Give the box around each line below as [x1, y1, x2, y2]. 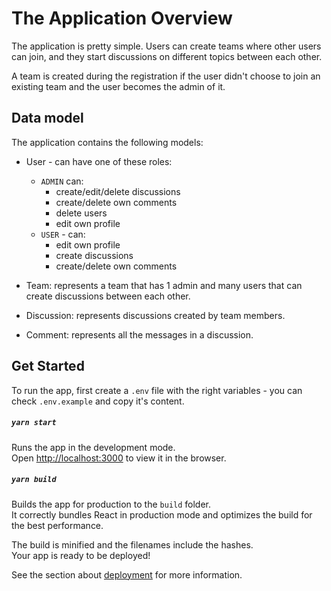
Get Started [11, 358, 85, 375]
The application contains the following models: [11, 136, 204, 148]
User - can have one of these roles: [25, 155, 173, 167]
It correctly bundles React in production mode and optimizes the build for [11, 508, 313, 521]
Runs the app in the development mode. [11, 441, 176, 453]
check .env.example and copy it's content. [11, 395, 185, 407]
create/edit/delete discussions [55, 185, 181, 197]
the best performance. [11, 519, 104, 531]
